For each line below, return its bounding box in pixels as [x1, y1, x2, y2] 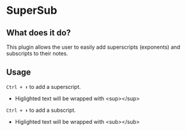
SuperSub [6, 4, 57, 17]
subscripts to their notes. [6, 50, 68, 57]
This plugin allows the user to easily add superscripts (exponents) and [6, 43, 181, 50]
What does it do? [6, 28, 71, 38]
